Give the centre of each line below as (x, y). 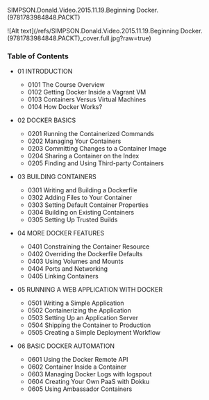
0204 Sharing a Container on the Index (83, 156)
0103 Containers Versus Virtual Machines (87, 99)
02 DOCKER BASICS (47, 120)
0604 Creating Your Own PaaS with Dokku (89, 382)
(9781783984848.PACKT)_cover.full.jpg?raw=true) (79, 38)
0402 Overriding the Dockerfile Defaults (85, 254)
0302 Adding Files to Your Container (80, 198)
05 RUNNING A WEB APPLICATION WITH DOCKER (90, 290)
